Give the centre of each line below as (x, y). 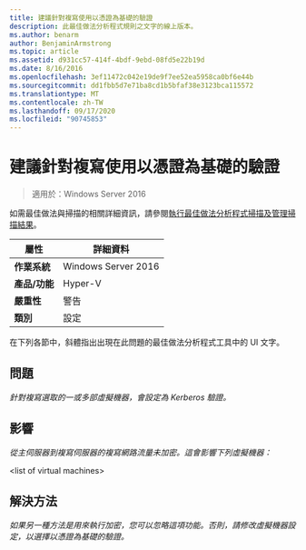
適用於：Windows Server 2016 (89, 194)
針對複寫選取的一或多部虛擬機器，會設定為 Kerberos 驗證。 (120, 397)
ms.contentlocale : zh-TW (56, 102)
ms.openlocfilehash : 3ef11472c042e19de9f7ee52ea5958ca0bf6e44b (132, 77)
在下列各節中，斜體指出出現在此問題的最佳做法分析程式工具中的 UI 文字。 (147, 343)
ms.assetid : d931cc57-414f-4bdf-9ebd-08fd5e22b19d (107, 60)
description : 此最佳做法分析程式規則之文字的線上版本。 (104, 26)
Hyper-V (82, 284)
